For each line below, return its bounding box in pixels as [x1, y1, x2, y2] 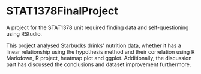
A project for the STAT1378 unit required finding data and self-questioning [6, 24, 189, 31]
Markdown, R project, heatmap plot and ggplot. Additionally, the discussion [6, 54, 192, 61]
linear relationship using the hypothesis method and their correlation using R [6, 48, 195, 55]
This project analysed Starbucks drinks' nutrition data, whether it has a [6, 42, 181, 49]
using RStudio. [6, 30, 43, 37]
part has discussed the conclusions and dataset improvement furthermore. [6, 61, 191, 68]
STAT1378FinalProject [6, 4, 119, 18]
